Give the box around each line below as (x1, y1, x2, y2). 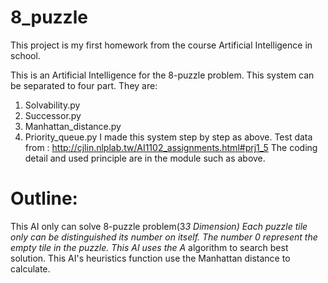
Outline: (10, 187, 78, 210)
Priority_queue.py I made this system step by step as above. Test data (24, 131, 313, 143)
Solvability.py (24, 99, 81, 111)
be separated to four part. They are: (10, 79, 158, 91)
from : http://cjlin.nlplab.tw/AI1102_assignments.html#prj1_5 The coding (24, 141, 318, 153)
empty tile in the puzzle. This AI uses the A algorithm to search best (10, 241, 289, 253)
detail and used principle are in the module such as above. (24, 152, 266, 164)
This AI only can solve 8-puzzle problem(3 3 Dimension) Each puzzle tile (10, 220, 308, 232)
